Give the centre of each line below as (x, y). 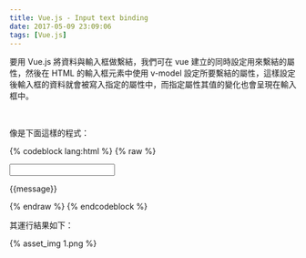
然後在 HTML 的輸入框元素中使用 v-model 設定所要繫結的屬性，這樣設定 (160, 73)
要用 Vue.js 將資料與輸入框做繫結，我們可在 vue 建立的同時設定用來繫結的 (148, 62)
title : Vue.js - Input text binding (79, 18)
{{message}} (33, 189)
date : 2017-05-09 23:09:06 (61, 26)
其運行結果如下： (41, 225)
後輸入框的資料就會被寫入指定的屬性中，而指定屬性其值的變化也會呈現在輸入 (153, 85)
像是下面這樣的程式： (49, 133)
